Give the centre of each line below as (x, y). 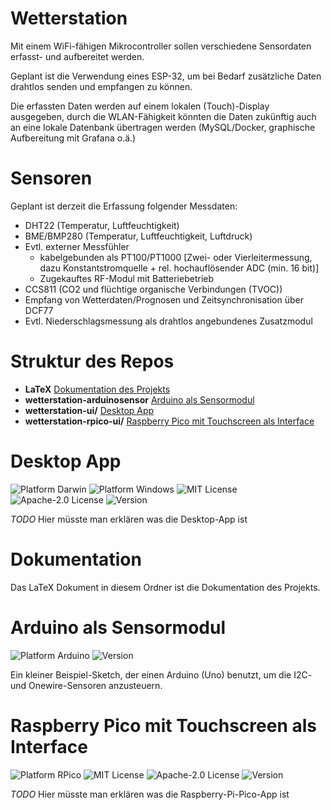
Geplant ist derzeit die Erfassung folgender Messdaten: (124, 206)
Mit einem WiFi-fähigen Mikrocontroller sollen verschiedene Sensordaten (161, 46)
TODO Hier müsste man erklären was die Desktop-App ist (129, 519)
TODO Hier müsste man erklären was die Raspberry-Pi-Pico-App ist (150, 794)
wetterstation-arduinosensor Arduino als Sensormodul (139, 399)
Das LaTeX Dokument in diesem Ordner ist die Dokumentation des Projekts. (165, 587)
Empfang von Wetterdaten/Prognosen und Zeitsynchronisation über (164, 299)
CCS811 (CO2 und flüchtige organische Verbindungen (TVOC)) (153, 289)
